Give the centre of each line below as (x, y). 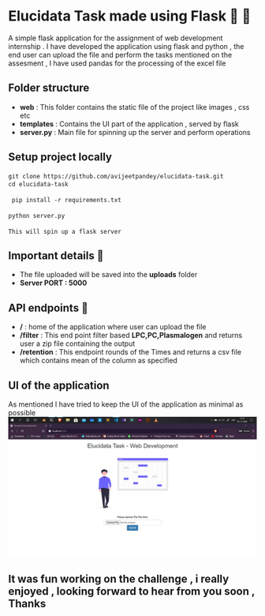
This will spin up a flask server (65, 231)
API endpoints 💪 (48, 308)
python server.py (37, 216)
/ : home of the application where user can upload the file (113, 327)
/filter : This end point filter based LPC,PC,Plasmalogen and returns (131, 336)
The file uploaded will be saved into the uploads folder (108, 275)
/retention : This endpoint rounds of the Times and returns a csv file (131, 352)
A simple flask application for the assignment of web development (116, 38)
